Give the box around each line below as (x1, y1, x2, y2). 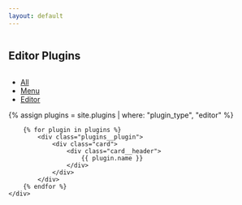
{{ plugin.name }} (80, 155, 144, 163)
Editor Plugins (8, 49, 81, 63)
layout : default (8, 11, 63, 20)
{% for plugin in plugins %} (23, 126, 122, 135)
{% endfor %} (23, 183, 67, 191)
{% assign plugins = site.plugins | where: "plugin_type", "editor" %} (8, 110, 234, 120)
